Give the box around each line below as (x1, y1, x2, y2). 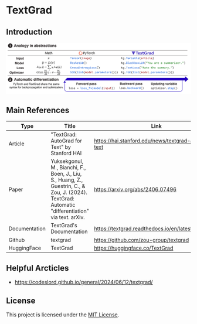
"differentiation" (50, 207, 89, 214)
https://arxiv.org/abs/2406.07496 (93, 186, 177, 193)
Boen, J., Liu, (50, 170, 82, 178)
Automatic (50, 202, 76, 209)
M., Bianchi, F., (50, 164, 86, 171)
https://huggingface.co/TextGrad (93, 244, 174, 251)
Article (8, 140, 25, 147)
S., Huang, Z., (50, 176, 83, 183)
